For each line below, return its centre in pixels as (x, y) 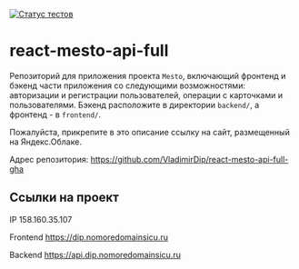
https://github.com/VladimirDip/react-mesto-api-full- (189, 159)
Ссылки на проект (65, 198)
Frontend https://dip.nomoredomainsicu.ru (89, 237)
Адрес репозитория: (49, 159)
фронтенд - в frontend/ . (55, 115)
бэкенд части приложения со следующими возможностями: (127, 85)
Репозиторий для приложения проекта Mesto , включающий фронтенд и (148, 75)
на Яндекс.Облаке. (45, 142)
